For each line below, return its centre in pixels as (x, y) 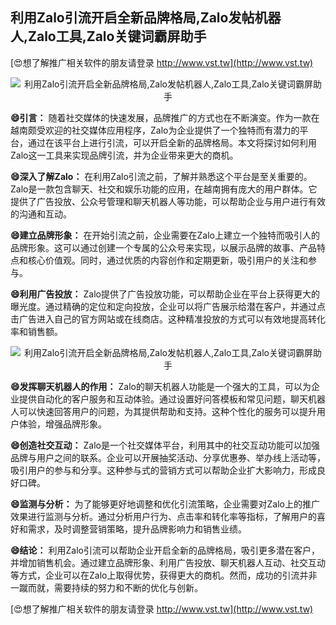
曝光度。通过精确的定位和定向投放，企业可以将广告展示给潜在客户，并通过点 (168, 306)
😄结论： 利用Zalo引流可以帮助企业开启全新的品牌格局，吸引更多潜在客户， (165, 550)
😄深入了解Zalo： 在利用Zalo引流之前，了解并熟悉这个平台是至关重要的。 (161, 176)
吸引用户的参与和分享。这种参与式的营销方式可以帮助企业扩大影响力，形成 (163, 470)
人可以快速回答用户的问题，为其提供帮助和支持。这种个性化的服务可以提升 (163, 411)
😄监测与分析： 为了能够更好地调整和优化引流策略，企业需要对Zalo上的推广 (165, 504)
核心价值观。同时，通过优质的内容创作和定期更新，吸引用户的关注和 (167, 260)
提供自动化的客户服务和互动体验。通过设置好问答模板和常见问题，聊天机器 (172, 399)
